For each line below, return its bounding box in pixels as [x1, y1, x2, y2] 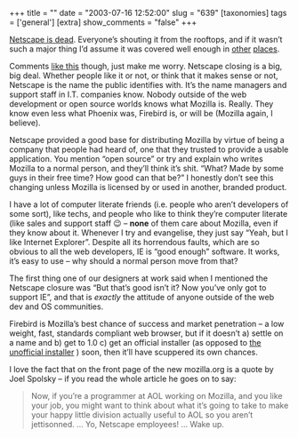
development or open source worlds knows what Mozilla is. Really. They [9, 99, 274, 109]
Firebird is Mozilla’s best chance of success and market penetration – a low [9, 319, 285, 329]
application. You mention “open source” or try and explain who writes [9, 154, 264, 163]
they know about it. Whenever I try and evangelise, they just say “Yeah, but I [9, 227, 289, 238]
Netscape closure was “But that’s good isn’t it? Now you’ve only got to [9, 283, 267, 292]
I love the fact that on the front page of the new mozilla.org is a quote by [9, 364, 274, 374]
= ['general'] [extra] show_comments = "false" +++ [9, 17, 197, 28]
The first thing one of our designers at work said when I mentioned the [9, 273, 269, 283]
